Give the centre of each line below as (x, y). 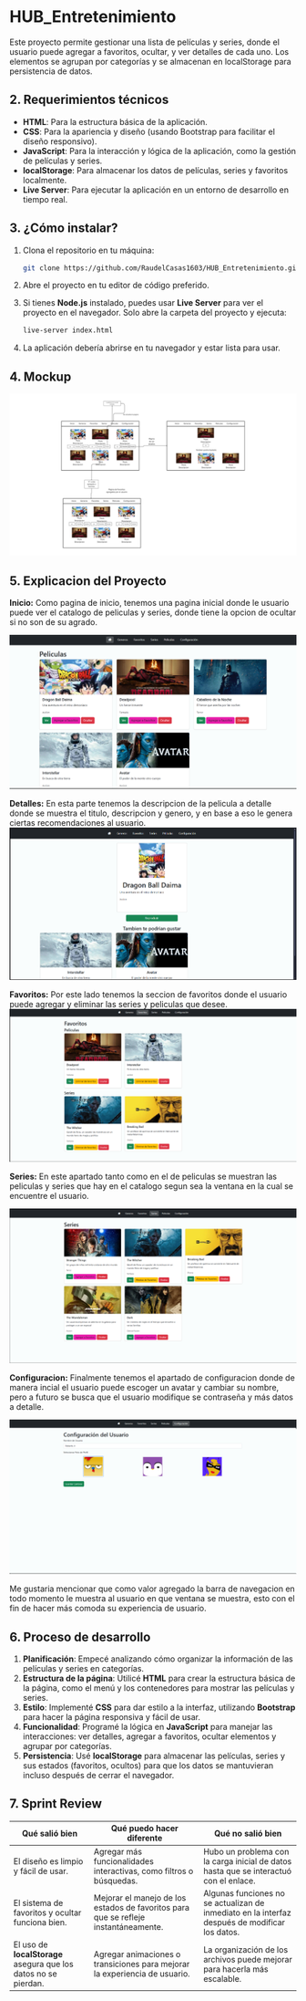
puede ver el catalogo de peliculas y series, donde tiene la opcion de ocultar (153, 612)
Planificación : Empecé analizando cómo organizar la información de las (158, 1659)
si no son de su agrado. (54, 622)
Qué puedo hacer (145, 1829)
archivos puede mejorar (248, 1959)
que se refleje (120, 1917)
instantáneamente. (129, 1927)
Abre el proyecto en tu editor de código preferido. (116, 286)
